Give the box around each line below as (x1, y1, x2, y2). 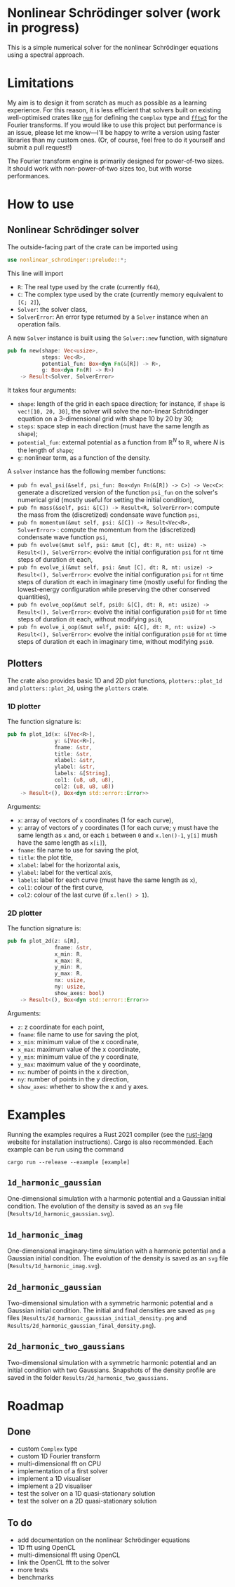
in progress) (7, 20, 80, 36)
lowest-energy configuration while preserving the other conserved (17, 585, 210, 593)
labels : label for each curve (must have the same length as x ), (17, 876, 198, 884)
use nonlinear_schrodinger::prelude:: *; (7, 256, 128, 263)
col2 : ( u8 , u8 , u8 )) (54, 783, 114, 790)
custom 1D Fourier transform (17, 1451, 100, 1460)
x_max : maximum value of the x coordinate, (17, 1045, 141, 1053)
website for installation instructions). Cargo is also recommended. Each (7, 1138, 213, 1146)
